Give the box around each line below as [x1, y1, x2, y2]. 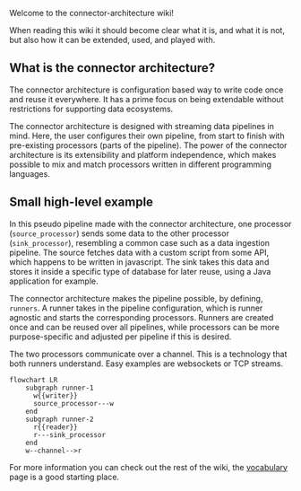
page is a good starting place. [9, 471, 119, 482]
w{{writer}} [32, 390, 78, 400]
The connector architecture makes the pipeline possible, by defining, [9, 293, 263, 303]
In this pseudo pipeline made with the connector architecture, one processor [9, 218, 292, 229]
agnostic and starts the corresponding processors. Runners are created [9, 311, 274, 322]
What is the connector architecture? [9, 60, 216, 75]
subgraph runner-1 [25, 383, 94, 392]
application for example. [9, 276, 99, 286]
